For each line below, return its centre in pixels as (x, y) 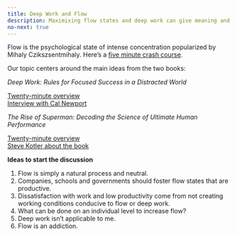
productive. (34, 189)
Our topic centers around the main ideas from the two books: (97, 69)
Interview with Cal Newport (47, 103)
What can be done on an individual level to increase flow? (102, 211)
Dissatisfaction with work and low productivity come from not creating (120, 196)
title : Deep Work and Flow (47, 14)
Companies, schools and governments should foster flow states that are (123, 181)
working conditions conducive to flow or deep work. (94, 203)
